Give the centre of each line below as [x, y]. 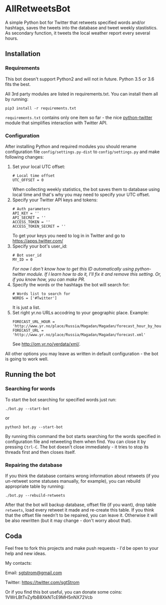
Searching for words [30, 389]
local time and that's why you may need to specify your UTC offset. [81, 194]
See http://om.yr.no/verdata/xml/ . [46, 344]
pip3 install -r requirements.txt [41, 108]
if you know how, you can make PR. [49, 279]
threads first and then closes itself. [40, 452]
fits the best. [18, 84]
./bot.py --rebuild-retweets [35, 495]
